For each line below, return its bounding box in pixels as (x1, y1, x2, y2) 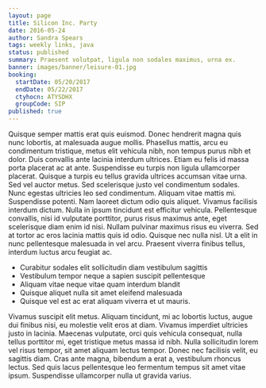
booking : (8, 71, 37, 79)
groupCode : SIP (15, 100, 66, 108)
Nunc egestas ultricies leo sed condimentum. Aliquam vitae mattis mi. (8, 188, 237, 198)
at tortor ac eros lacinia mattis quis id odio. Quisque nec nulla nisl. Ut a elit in (8, 231, 258, 240)
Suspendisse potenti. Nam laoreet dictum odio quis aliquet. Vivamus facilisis (8, 197, 258, 206)
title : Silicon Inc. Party (8, 19, 98, 27)
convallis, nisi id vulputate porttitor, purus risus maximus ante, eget (8, 213, 228, 223)
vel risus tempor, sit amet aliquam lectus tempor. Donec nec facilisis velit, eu (8, 346, 258, 355)
